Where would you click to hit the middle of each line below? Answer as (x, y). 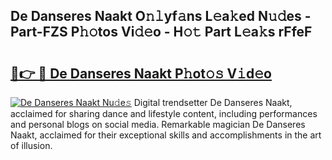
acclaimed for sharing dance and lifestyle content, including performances (164, 113)
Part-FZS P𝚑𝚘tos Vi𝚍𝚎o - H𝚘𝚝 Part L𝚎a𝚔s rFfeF (161, 32)
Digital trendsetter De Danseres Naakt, (213, 102)
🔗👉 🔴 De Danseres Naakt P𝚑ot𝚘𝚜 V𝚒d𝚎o (141, 73)
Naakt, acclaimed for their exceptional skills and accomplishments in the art (166, 135)
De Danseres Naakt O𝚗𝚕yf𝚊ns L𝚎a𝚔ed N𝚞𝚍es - (161, 16)
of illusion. (31, 145)
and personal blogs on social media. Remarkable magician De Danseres (158, 124)
